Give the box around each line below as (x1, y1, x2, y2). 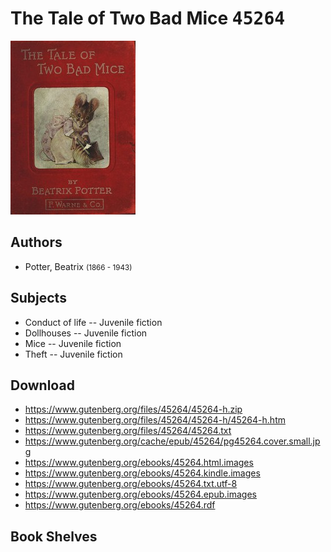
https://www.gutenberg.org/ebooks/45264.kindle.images (24, 467, 261, 479)
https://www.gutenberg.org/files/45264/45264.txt (24, 425, 232, 437)
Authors (10, 234, 63, 251)
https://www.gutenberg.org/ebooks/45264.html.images (24, 457, 254, 469)
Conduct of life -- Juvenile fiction (24, 316, 163, 328)
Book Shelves (10, 528, 98, 545)
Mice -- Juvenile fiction (24, 337, 122, 349)
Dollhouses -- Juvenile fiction (24, 327, 148, 339)
